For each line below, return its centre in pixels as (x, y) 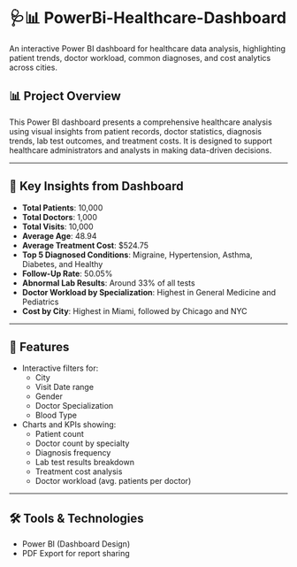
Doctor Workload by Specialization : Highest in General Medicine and (149, 292)
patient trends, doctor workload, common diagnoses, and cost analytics (140, 57)
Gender (49, 396)
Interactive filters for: (60, 368)
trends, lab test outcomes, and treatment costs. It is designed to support (141, 141)
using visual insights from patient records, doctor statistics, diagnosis (136, 131)
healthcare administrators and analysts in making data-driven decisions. (141, 150)
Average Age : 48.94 (59, 235)
